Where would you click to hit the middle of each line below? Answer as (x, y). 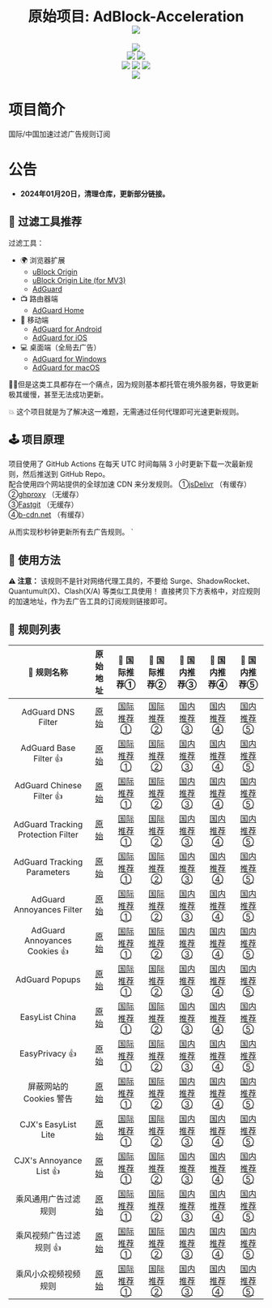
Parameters (48, 873)
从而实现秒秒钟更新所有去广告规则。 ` (71, 532)
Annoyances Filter (48, 910)
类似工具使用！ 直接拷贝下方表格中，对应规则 (185, 591)
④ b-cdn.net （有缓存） (49, 515)
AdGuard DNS (48, 712)
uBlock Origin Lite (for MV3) (79, 280)
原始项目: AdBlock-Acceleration (136, 17)
